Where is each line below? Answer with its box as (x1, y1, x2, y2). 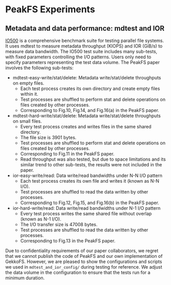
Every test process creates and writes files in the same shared (20, 124, 152, 129)
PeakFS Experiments (5, 4, 95, 15)
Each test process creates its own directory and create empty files (20, 85, 160, 92)
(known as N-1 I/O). (20, 216, 61, 222)
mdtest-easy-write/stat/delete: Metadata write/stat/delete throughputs (12, 75, 161, 80)
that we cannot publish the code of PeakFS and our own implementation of (5, 253, 163, 259)
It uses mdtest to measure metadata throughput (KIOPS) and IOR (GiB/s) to (5, 43, 163, 49)
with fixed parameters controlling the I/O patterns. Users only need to (5, 54, 152, 60)
